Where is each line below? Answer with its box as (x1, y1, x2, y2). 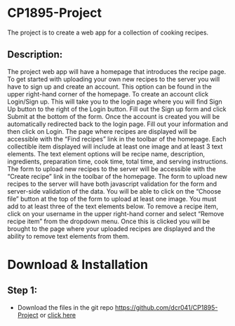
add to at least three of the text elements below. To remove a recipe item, (7, 202, 219, 211)
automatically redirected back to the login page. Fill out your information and (7, 120, 229, 128)
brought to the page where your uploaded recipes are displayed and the (7, 224, 215, 233)
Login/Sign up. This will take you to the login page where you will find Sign (7, 97, 222, 106)
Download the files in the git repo (17, 303, 114, 311)
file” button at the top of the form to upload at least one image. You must (7, 194, 217, 203)
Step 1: (7, 284, 38, 296)
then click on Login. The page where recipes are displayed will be (7, 127, 197, 135)
